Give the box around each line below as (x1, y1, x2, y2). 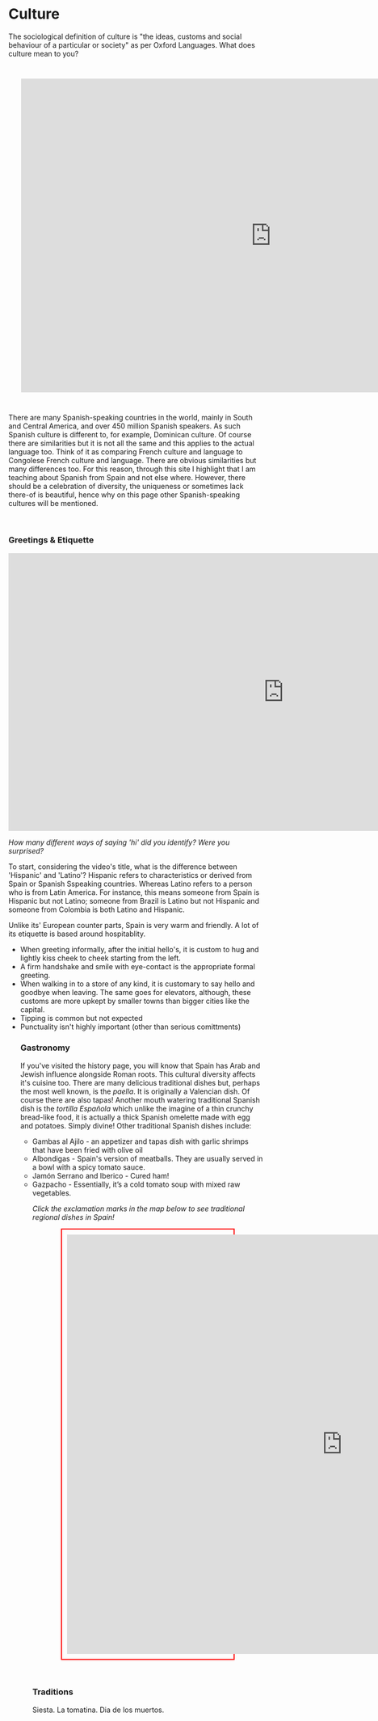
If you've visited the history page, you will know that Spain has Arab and (19, 1061, 261, 1070)
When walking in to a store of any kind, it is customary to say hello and (19, 979, 255, 989)
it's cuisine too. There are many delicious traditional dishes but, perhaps (19, 1078, 261, 1087)
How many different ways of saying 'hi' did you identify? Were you (8, 837, 230, 847)
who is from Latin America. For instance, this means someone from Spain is (8, 888, 260, 897)
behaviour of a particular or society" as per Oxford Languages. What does (8, 40, 256, 49)
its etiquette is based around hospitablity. (8, 929, 146, 939)
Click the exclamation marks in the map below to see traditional (31, 1204, 245, 1213)
